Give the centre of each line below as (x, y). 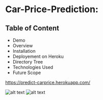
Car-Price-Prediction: (52, 9)
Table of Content (32, 28)
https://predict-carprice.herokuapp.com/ (48, 82)
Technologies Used (33, 67)
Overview (23, 46)
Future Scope (27, 73)
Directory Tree (28, 62)
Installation (24, 51)
